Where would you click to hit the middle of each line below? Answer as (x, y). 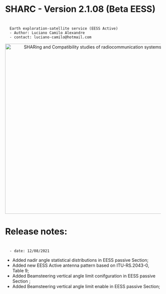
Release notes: (36, 231)
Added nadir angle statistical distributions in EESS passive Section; (80, 260)
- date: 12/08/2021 (30, 251)
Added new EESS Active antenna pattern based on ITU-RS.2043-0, (81, 265)
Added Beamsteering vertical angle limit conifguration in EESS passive (84, 276)
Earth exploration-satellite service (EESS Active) (64, 29)
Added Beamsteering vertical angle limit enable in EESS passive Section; (86, 286)
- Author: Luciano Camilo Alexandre (47, 33)
